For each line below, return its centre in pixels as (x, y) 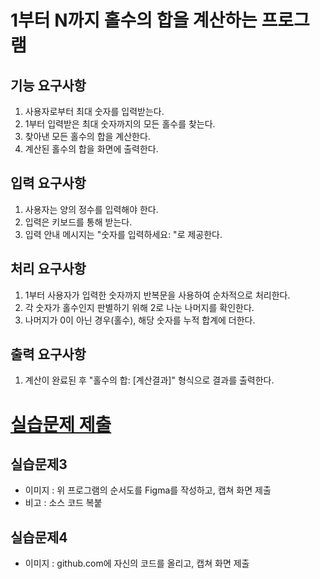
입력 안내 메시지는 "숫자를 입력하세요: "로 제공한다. (123, 234)
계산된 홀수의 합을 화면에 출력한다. (91, 149)
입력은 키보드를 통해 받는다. (78, 222)
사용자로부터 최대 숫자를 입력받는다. (94, 111)
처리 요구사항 (48, 269)
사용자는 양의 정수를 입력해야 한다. (91, 209)
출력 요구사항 (48, 354)
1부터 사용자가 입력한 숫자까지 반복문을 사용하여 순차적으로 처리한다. (157, 295)
